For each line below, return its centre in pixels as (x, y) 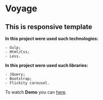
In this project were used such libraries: (47, 65)
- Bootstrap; (19, 79)
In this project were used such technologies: (52, 38)
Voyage (21, 9)
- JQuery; (15, 74)
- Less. (13, 56)
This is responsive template (49, 27)
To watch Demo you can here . (36, 92)
